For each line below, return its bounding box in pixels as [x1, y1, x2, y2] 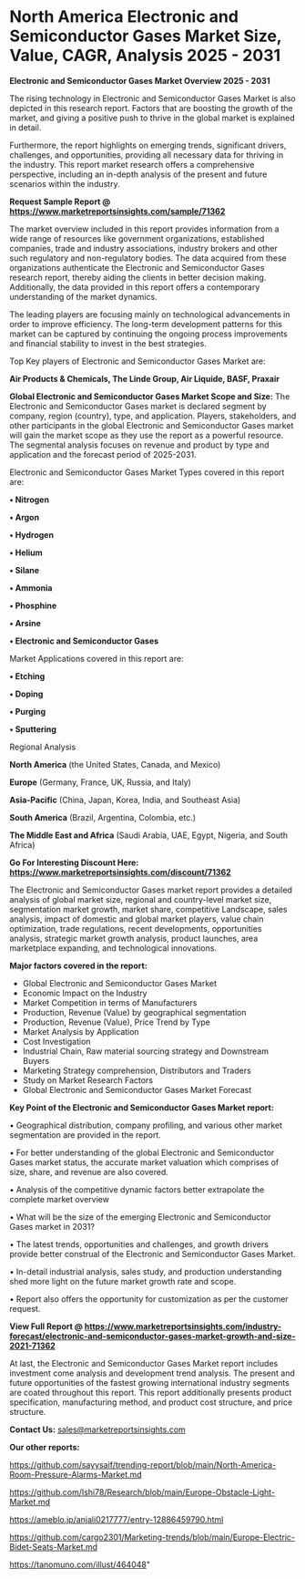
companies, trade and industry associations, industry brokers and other [9, 243, 278, 253]
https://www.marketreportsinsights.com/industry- [84, 1320, 282, 1332]
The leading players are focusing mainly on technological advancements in [9, 308, 290, 320]
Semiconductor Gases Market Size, [9, 26, 282, 46]
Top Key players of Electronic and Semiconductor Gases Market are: [9, 356, 266, 366]
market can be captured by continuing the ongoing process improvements [9, 328, 289, 339]
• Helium [9, 547, 43, 558]
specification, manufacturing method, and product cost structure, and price [9, 1397, 293, 1408]
